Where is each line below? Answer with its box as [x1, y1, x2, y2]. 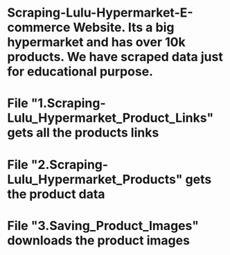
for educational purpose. [7, 64, 154, 80]
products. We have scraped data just [7, 49, 223, 65]
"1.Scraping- [30, 96, 106, 112]
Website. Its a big [72, 19, 175, 35]
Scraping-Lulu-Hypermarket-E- [7, 5, 193, 21]
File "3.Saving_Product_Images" [7, 218, 200, 234]
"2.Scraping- [30, 157, 109, 173]
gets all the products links [7, 125, 159, 141]
